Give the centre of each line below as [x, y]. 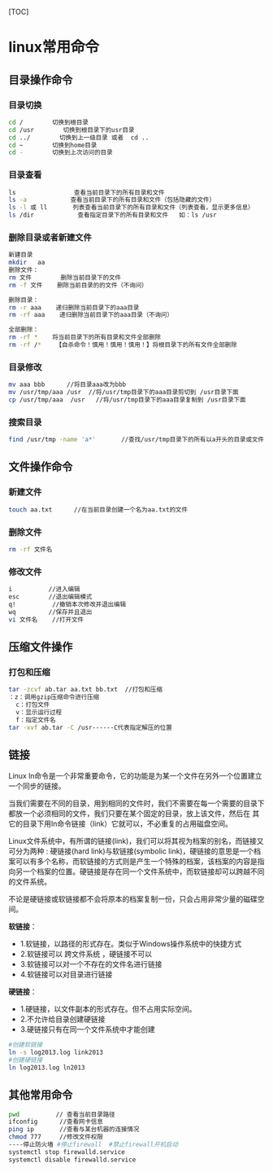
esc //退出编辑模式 [50, 597]
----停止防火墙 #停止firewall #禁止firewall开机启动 [93, 1145]
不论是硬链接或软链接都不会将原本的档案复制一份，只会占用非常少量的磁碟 [133, 899]
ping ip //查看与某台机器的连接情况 [74, 1130]
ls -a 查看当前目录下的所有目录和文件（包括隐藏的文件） [112, 200]
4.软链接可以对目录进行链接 [66, 974]
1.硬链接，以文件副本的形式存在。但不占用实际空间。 [108, 1009]
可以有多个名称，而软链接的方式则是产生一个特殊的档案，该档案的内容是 [136, 862]
